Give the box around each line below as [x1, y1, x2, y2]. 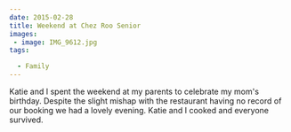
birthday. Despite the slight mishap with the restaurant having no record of [9, 96, 282, 106]
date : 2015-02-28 [9, 12, 74, 22]
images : [9, 29, 38, 38]
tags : [9, 46, 29, 55]
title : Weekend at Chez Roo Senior [9, 21, 141, 30]
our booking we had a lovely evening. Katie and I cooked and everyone [9, 105, 270, 115]
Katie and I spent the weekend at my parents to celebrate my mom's [9, 86, 260, 97]
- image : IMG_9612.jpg [12, 37, 98, 47]
